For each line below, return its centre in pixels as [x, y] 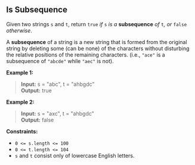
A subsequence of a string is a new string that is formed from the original [97, 42]
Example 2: [20, 102]
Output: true [36, 90]
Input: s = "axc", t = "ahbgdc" [57, 113]
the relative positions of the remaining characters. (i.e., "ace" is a [86, 55]
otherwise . [19, 30]
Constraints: [22, 131]
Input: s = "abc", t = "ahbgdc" [58, 84]
